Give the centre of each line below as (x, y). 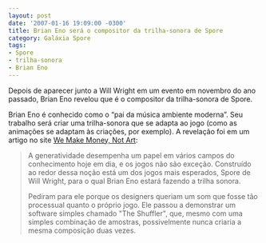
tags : (17, 46)
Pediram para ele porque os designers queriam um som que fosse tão (143, 196)
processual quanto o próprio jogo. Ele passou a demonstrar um (131, 205)
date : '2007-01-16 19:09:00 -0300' (67, 23)
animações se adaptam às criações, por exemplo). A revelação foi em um (129, 131)
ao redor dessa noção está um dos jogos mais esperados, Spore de (139, 172)
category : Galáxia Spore (50, 38)
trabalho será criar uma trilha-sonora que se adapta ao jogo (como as (123, 123)
